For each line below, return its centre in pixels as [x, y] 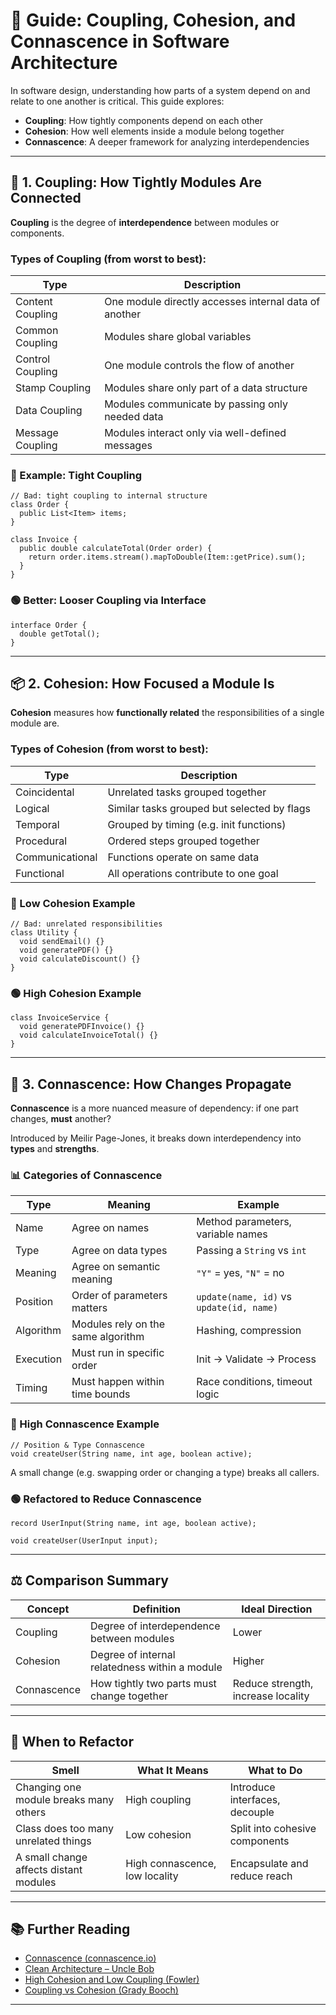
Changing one [48, 1787]
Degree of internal [133, 1654]
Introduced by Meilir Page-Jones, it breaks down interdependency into [156, 1138]
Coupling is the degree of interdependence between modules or [145, 222]
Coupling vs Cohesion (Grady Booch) [101, 1990]
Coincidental [45, 792]
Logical [32, 808]
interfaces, [255, 1799]
